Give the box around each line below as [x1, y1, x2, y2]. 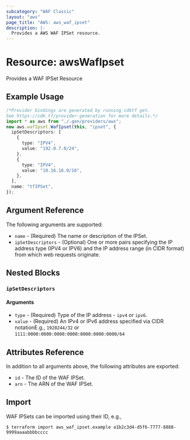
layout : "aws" [6, 14, 41, 20]
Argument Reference [6, 206, 84, 216]
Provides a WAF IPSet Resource [6, 75, 83, 82]
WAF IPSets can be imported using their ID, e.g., [6, 412, 122, 419]
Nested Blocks [6, 268, 60, 278]
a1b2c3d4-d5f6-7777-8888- [113, 424, 177, 430]
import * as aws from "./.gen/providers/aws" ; [6, 118, 122, 124]
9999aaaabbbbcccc [6, 429, 49, 435]
